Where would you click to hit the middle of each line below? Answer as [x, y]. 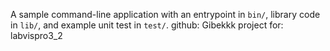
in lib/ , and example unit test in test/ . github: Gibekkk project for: [147, 25]
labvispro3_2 [36, 35]
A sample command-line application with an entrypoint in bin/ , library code [165, 14]
